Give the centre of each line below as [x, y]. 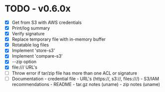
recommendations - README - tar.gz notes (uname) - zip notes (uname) [86, 84]
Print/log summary [31, 28]
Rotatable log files [30, 45]
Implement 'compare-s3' [37, 56]
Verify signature [28, 34]
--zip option [24, 62]
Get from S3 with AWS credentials [47, 22]
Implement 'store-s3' [33, 51]
